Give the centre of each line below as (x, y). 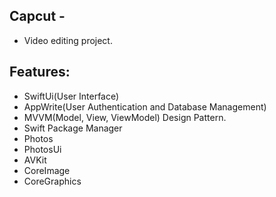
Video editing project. (68, 40)
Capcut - (37, 16)
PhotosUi (42, 149)
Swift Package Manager (73, 128)
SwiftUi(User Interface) (71, 96)
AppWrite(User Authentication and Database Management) (145, 106)
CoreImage (47, 170)
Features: (40, 72)
